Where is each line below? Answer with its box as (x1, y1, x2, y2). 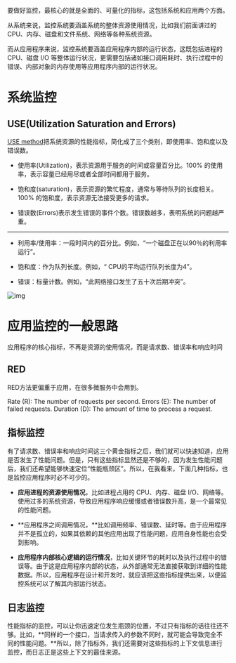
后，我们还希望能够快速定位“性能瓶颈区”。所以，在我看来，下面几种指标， (7, 464, 223, 473)
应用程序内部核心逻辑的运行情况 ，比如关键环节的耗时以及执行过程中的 (17, 553, 221, 561)
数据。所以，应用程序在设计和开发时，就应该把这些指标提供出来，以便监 (17, 570, 227, 579)
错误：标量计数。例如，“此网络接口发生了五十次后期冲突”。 (17, 277, 190, 286)
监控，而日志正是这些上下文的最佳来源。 (7, 648, 124, 657)
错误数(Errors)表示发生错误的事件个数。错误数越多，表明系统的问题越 (17, 209, 219, 216)
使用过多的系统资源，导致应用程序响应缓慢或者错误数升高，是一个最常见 (17, 497, 227, 505)
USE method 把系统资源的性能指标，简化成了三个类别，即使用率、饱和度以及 (7, 138, 228, 145)
